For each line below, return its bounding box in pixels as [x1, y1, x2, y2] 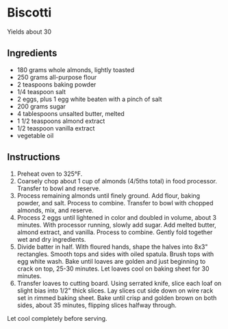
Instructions [7, 151, 60, 163]
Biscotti [7, 5, 52, 21]
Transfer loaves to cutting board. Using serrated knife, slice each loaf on [16, 279, 222, 287]
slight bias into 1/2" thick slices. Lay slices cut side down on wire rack [16, 286, 214, 295]
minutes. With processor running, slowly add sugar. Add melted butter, [16, 220, 217, 229]
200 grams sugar [16, 102, 66, 111]
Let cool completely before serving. [7, 314, 107, 322]
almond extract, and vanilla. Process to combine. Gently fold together [16, 228, 213, 236]
